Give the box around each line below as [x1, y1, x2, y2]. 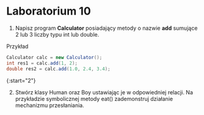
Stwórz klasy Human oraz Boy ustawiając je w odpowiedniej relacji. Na [15, 88, 194, 96]
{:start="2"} [6, 77, 36, 84]
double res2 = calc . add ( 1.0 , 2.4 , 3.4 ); [6, 66, 111, 72]
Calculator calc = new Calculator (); [6, 54, 103, 60]
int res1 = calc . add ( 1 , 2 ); [6, 60, 78, 66]
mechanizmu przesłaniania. [15, 102, 84, 109]
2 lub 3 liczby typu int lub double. [15, 30, 100, 38]
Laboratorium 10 [6, 4, 92, 18]
